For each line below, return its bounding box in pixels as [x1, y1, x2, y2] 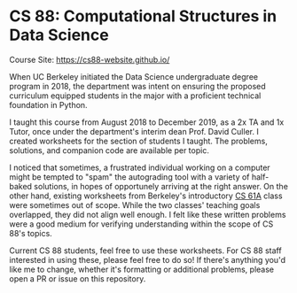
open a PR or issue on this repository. [9, 273, 146, 284]
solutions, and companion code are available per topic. [9, 144, 210, 156]
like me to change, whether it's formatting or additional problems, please [9, 264, 275, 274]
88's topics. [9, 227, 53, 238]
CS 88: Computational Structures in [9, 6, 277, 27]
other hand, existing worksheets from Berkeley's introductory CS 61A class [9, 190, 283, 201]
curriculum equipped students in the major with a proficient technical [9, 90, 262, 101]
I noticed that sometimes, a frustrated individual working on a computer [9, 162, 270, 173]
